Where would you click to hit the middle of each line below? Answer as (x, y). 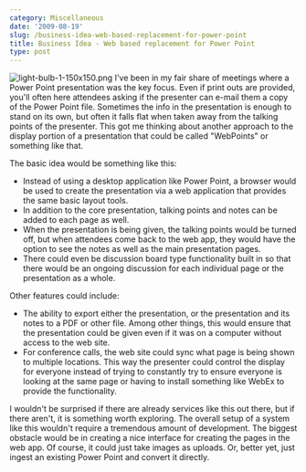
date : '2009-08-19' (47, 26)
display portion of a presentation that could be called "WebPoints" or (139, 136)
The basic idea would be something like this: (93, 163)
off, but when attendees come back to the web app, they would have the (159, 239)
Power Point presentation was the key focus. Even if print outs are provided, (152, 88)
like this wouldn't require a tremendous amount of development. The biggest (153, 428)
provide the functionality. (69, 391)
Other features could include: (64, 296)
